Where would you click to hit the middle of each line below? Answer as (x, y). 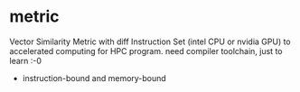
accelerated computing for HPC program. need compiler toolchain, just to (146, 51)
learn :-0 (26, 60)
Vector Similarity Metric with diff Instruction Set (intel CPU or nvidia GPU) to (150, 41)
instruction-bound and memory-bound (94, 78)
